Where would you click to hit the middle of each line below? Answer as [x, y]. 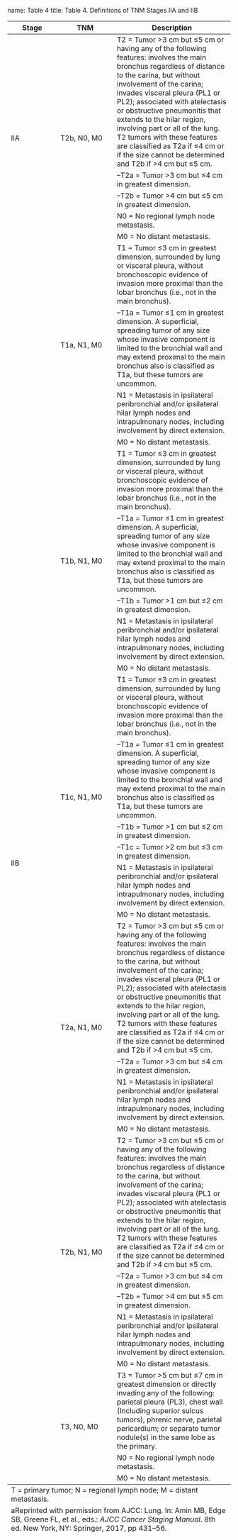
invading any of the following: [165, 1393]
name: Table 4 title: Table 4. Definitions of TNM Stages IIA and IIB [103, 10]
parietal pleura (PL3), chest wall [170, 1402]
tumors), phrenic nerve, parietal [169, 1419]
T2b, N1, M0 [81, 1252]
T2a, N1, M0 [81, 1027]
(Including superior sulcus [160, 1411]
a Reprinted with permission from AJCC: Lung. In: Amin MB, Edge [118, 1511]
